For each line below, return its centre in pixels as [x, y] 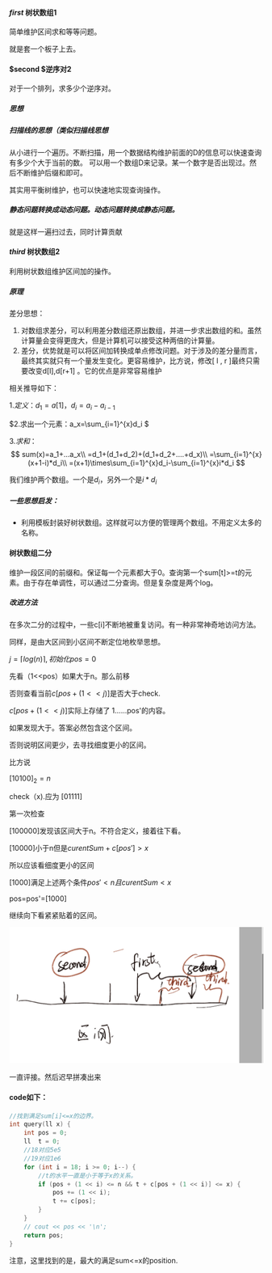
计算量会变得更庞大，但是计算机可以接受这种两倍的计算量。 [120, 340]
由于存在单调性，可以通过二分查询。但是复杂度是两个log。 [120, 582]
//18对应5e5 [42, 1150]
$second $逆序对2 [40, 69]
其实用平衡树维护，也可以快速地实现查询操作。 [87, 189]
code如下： [28, 1097]
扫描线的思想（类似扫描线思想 [59, 130]
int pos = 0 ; [46, 1133]
